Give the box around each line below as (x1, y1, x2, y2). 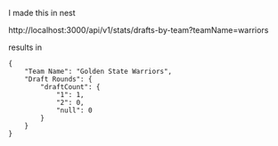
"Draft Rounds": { (24, 75, 93, 84)
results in (8, 42, 42, 53)
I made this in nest (8, 8, 77, 18)
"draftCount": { (40, 83, 101, 92)
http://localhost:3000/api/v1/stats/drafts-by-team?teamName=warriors (8, 25, 269, 35)
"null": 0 (55, 106, 93, 115)
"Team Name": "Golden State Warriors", (24, 67, 173, 76)
